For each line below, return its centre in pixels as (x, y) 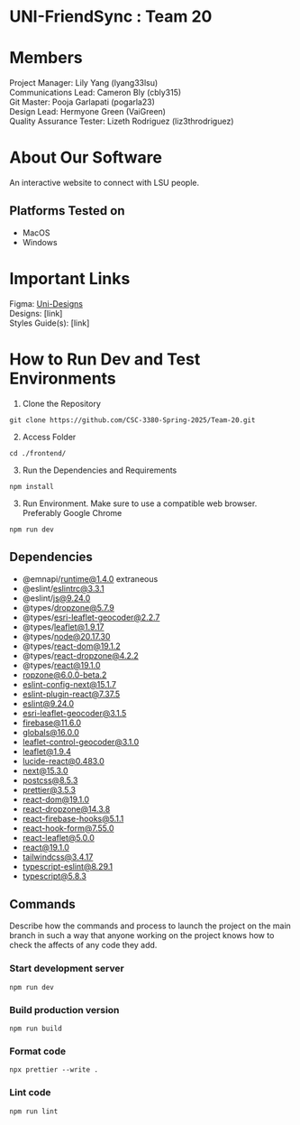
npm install (32, 486)
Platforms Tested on (67, 211)
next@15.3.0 (45, 770)
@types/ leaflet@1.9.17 (64, 627)
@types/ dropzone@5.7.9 (68, 607)
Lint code (30, 1093)
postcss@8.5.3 (50, 780)
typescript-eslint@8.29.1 (68, 866)
